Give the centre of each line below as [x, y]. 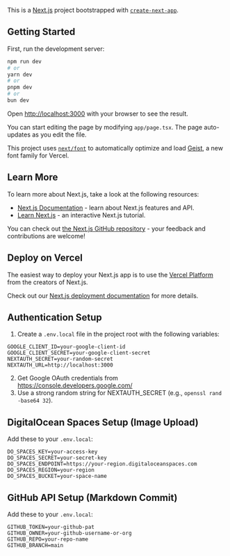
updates [19, 134]
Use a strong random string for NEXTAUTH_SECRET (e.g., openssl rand [120, 393]
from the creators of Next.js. [48, 282]
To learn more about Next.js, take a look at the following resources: [103, 194]
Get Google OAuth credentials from [67, 378]
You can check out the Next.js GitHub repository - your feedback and [107, 229]
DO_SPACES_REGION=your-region [51, 470]
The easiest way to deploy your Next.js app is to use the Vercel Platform [110, 275]
